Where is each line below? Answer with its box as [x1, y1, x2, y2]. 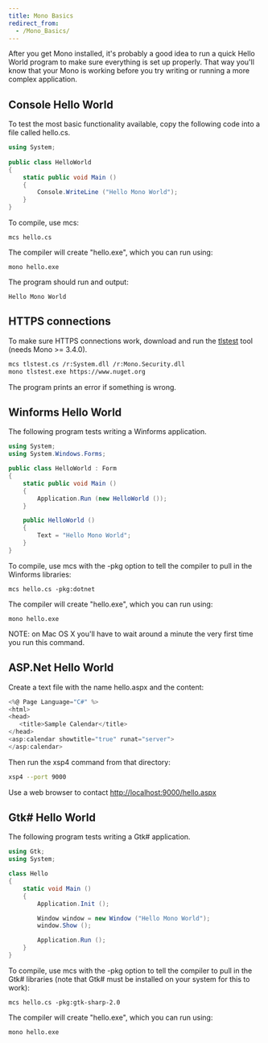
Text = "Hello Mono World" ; [37, 532, 131, 540]
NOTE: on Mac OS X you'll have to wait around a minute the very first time [8, 629, 254, 639]
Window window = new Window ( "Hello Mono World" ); [37, 914, 211, 922]
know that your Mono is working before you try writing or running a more [8, 66, 250, 76]
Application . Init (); [37, 900, 110, 908]
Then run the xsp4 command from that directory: [8, 757, 171, 767]
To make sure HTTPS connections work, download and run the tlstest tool [8, 336, 254, 346]
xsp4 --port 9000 [8, 772, 67, 781]
